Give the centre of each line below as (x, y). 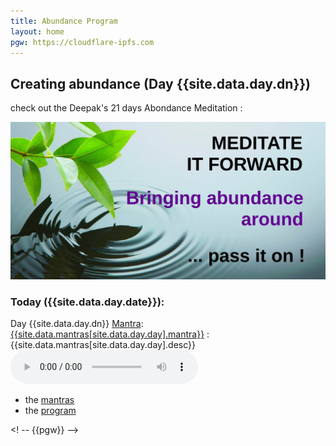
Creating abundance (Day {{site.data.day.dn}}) (161, 83)
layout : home (37, 31)
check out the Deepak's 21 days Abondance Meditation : (126, 108)
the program (50, 410)
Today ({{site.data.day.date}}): (87, 302)
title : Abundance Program (64, 21)
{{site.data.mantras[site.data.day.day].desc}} (103, 344)
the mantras (49, 399)
